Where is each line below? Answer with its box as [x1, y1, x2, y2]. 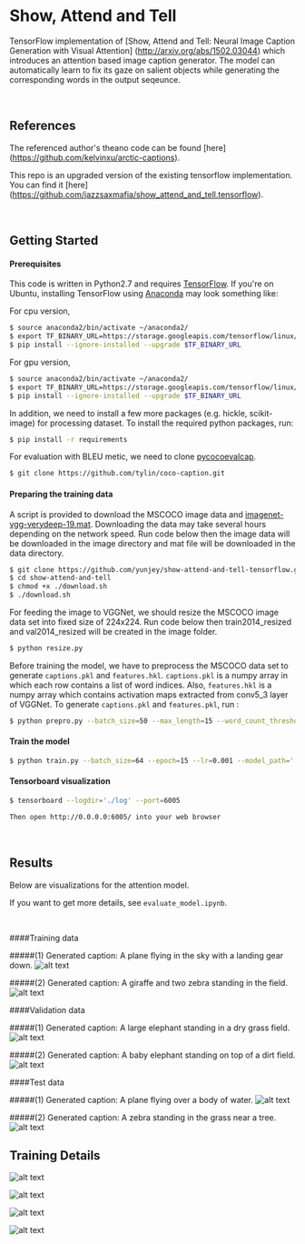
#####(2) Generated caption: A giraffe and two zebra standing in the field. [9, 977, 289, 988]
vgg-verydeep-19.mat [9, 518, 91, 529]
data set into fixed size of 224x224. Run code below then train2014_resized [9, 617, 292, 627]
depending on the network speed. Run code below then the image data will [9, 528, 290, 539]
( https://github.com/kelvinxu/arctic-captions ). [9, 152, 181, 163]
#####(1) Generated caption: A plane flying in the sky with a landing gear [9, 949, 284, 960]
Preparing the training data [9, 488, 113, 499]
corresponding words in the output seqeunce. [9, 74, 182, 85]
